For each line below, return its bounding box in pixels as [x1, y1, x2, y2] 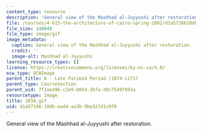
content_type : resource [6, 8, 66, 15]
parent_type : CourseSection [6, 81, 77, 87]
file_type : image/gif [6, 31, 61, 37]
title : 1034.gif [6, 98, 47, 104]
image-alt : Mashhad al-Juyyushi [11, 53, 93, 59]
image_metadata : [6, 37, 47, 43]
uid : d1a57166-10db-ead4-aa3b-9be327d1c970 [6, 103, 117, 110]
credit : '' [11, 48, 39, 54]
